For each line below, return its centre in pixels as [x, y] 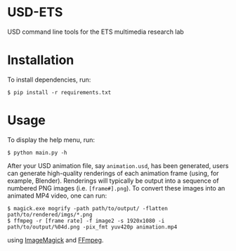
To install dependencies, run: [49, 79]
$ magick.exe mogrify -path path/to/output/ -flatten [88, 208]
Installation [41, 60]
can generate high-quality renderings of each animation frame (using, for [113, 173]
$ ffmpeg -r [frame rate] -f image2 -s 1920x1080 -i [86, 221]
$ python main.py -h [38, 153]
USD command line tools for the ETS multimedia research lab [96, 32]
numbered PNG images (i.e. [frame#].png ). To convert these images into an [116, 188]
